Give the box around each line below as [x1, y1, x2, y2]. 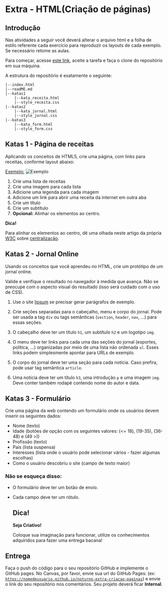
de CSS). [5, 289, 24, 295]
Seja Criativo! [12, 522, 42, 528]
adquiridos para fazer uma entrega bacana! [12, 537, 103, 543]
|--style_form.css [14, 126, 53, 131]
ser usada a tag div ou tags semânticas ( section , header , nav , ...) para [12, 314, 157, 320]
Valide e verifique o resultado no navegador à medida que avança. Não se [5, 278, 158, 284]
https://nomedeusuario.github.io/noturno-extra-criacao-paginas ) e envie [5, 576, 161, 582]
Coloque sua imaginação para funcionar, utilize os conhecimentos [12, 532, 150, 538]
